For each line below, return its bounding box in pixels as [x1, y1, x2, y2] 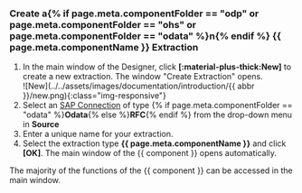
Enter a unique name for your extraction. [22, 129, 174, 140]
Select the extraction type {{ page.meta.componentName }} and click [22, 138, 287, 149]
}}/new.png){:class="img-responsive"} [22, 90, 167, 101]
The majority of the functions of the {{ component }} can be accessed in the [9, 165, 293, 176]
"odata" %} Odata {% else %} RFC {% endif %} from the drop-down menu [22, 109, 292, 120]
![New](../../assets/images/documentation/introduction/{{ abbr [22, 80, 255, 92]
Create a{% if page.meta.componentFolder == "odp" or [9, 7, 260, 20]
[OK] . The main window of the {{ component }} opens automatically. [22, 148, 278, 159]
